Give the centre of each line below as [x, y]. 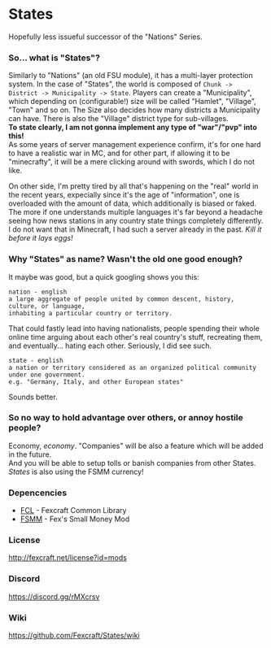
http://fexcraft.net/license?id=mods [68, 558]
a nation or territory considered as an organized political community [132, 367]
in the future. [30, 454]
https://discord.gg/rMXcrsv [54, 596]
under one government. [47, 375]
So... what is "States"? [54, 58]
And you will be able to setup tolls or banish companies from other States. [132, 463]
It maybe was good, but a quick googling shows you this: [104, 276]
